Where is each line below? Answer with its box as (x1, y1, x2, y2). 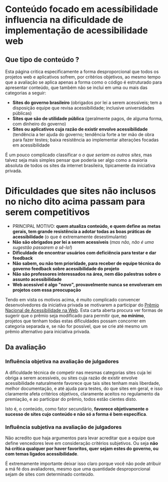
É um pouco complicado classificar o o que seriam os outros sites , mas (5, 152, 152, 158)
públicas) (12, 110, 32, 116)
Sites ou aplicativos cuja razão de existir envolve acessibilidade (12, 126, 148, 132)
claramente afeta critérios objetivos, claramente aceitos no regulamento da (5, 390, 160, 396)
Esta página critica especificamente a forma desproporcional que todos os (5, 69, 159, 75)
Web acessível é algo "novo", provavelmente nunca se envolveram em (12, 281, 162, 287)
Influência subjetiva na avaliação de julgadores (5, 423, 122, 430)
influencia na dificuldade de (5, 14, 123, 26)
